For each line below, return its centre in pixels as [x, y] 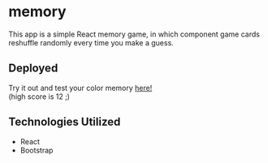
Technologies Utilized [65, 122]
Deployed [33, 69]
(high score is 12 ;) [39, 97]
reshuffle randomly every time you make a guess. [91, 42]
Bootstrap [37, 150]
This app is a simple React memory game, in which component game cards [134, 34]
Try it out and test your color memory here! [80, 88]
